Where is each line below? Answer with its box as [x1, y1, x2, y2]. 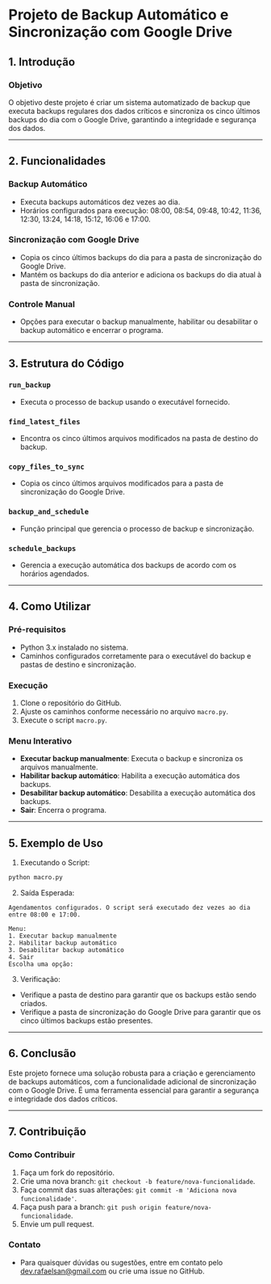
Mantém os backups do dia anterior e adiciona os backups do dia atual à [19, 269, 262, 280]
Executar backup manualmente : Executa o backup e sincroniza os [19, 754, 244, 764]
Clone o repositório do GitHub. [19, 698, 123, 708]
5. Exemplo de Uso [8, 836, 103, 850]
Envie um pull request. [19, 1219, 94, 1229]
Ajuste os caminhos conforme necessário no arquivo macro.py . [19, 707, 228, 717]
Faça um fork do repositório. [19, 1168, 115, 1177]
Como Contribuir [8, 1149, 76, 1160]
